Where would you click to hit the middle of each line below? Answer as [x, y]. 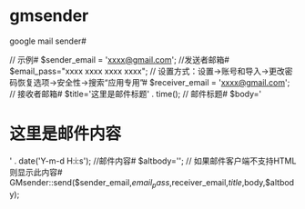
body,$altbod [269, 182]
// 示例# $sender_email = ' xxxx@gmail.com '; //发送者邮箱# [120, 59]
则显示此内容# [36, 172]
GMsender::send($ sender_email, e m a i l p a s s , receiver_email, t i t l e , [127, 183]
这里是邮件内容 [66, 134]
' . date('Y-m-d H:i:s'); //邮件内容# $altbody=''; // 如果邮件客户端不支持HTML [153, 161]
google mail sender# [48, 41]
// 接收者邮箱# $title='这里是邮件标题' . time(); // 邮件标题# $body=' [136, 94]
